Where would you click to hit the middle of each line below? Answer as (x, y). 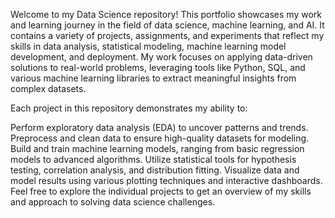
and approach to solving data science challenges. (113, 202)
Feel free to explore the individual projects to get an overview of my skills (161, 191)
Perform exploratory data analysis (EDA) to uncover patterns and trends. (159, 127)
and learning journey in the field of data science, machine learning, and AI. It (167, 25)
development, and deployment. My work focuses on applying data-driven (161, 57)
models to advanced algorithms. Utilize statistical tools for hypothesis (153, 159)
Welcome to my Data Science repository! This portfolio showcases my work (166, 14)
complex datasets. (48, 88)
